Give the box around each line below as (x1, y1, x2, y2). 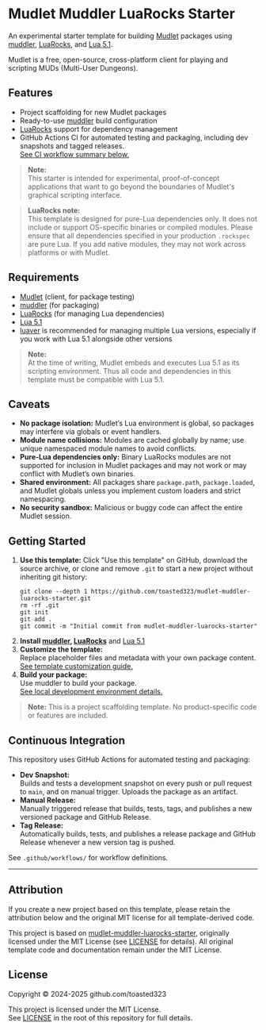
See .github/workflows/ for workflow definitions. (8, 853, 169, 862)
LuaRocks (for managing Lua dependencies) (19, 309, 165, 318)
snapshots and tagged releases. (19, 140, 125, 151)
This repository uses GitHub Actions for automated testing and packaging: (8, 755, 251, 764)
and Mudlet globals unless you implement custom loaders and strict (19, 486, 241, 496)
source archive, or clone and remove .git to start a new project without (19, 564, 253, 574)
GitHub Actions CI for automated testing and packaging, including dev (19, 133, 249, 142)
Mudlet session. (19, 511, 72, 521)
